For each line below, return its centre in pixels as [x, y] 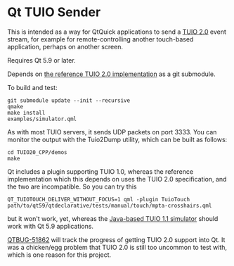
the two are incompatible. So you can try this [72, 186]
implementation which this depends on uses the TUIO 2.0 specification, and [117, 179]
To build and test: [32, 87]
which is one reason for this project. [59, 255]
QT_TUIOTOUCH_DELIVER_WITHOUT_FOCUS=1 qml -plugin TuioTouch [99, 199]
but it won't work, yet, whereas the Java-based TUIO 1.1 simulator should [113, 218]
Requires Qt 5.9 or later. [41, 60]
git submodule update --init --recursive [69, 100]
